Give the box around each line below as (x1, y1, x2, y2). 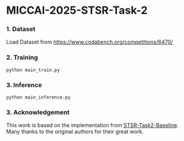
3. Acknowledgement (6, 108, 70, 117)
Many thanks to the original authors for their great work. (6, 128, 144, 135)
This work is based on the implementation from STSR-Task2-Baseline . (6, 122, 179, 129)
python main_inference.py (6, 94, 70, 100)
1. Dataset (6, 25, 36, 33)
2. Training (6, 53, 38, 62)
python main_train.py (6, 67, 60, 73)
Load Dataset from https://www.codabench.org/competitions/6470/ (6, 38, 173, 45)
